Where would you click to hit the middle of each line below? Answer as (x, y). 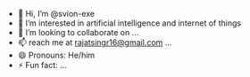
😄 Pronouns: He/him (56, 55)
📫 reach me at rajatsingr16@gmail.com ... (95, 42)
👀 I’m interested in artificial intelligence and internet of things (129, 23)
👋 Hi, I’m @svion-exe (56, 14)
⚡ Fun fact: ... (42, 65)
